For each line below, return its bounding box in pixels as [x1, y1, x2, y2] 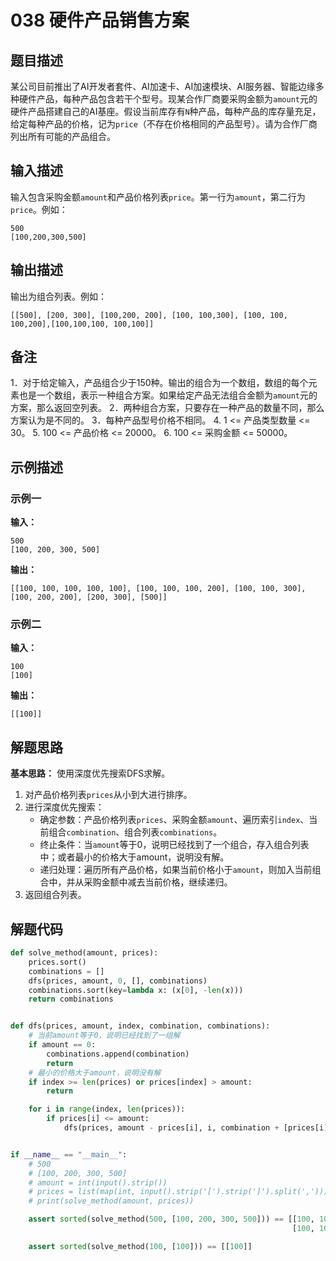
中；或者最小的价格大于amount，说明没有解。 [39, 851, 230, 863]
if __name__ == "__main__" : [10, 1149, 128, 1160]
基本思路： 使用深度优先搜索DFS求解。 [10, 767, 171, 780]
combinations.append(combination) [46, 1049, 190, 1059]
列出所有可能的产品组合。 [10, 131, 116, 142]
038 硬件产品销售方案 [10, 9, 190, 32]
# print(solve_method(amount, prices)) [28, 1196, 195, 1206]
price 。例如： [10, 203, 68, 215]
